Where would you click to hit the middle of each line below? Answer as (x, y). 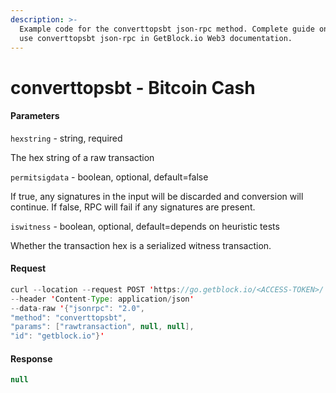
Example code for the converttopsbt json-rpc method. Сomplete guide (167, 29)
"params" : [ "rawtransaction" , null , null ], (102, 327)
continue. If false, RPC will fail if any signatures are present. (133, 207)
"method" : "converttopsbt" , (69, 317)
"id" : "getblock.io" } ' (57, 336)
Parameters (35, 116)
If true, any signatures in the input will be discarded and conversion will (157, 196)
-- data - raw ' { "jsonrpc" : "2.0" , (77, 308)
